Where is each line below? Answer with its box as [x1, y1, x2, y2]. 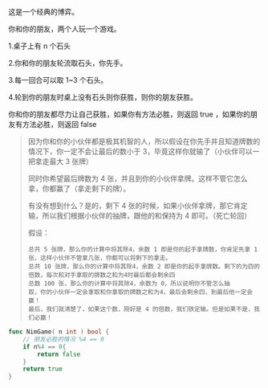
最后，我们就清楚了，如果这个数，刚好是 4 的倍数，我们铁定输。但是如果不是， [27, 305, 254, 313]
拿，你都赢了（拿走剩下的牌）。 [27, 184, 131, 193]
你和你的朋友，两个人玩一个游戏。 [8, 24, 121, 34]
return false [37, 350, 81, 358]
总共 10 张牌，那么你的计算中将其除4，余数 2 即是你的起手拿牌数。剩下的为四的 [27, 263, 261, 271]
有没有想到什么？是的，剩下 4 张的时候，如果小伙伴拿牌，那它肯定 [27, 201, 248, 210]
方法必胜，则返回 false [22, 120, 97, 129]
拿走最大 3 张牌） [35, 157, 94, 166]
